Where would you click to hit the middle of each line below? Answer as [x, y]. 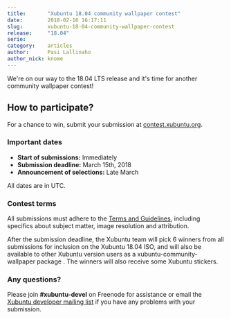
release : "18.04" [38, 33]
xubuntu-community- [168, 255]
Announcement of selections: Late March [78, 172]
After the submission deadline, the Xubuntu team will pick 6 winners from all [116, 239]
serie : [17, 40]
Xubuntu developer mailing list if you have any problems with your [101, 302]
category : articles [40, 46]
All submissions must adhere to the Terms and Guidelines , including [104, 218]
